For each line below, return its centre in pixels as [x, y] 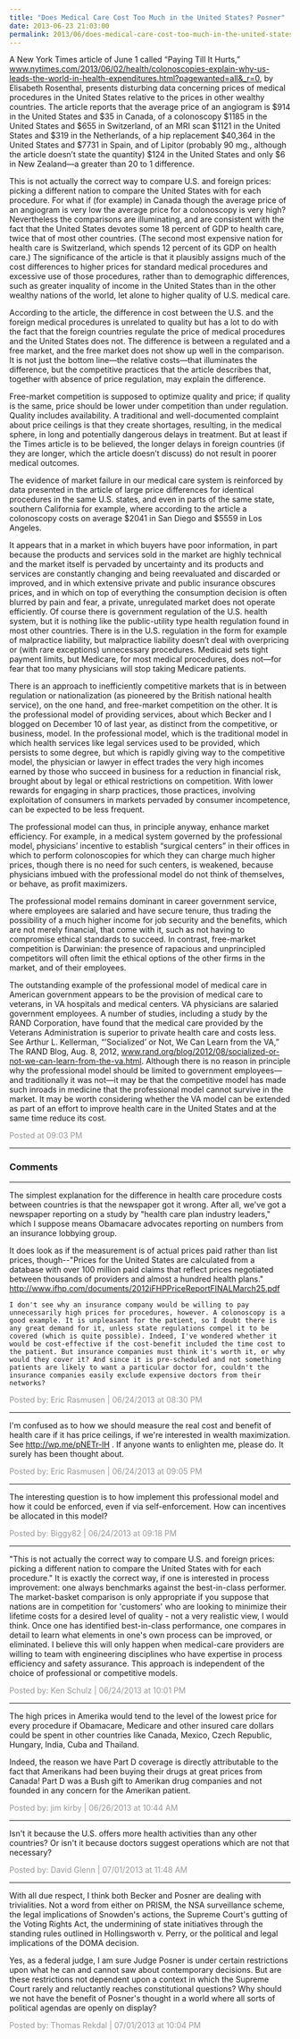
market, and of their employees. [68, 968]
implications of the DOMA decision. [75, 1942]
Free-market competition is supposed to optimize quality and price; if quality [150, 397]
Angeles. [25, 528]
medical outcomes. [45, 463]
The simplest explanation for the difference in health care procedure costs [146, 1195]
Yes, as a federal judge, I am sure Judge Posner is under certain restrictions [149, 1960]
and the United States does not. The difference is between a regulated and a [150, 342]
